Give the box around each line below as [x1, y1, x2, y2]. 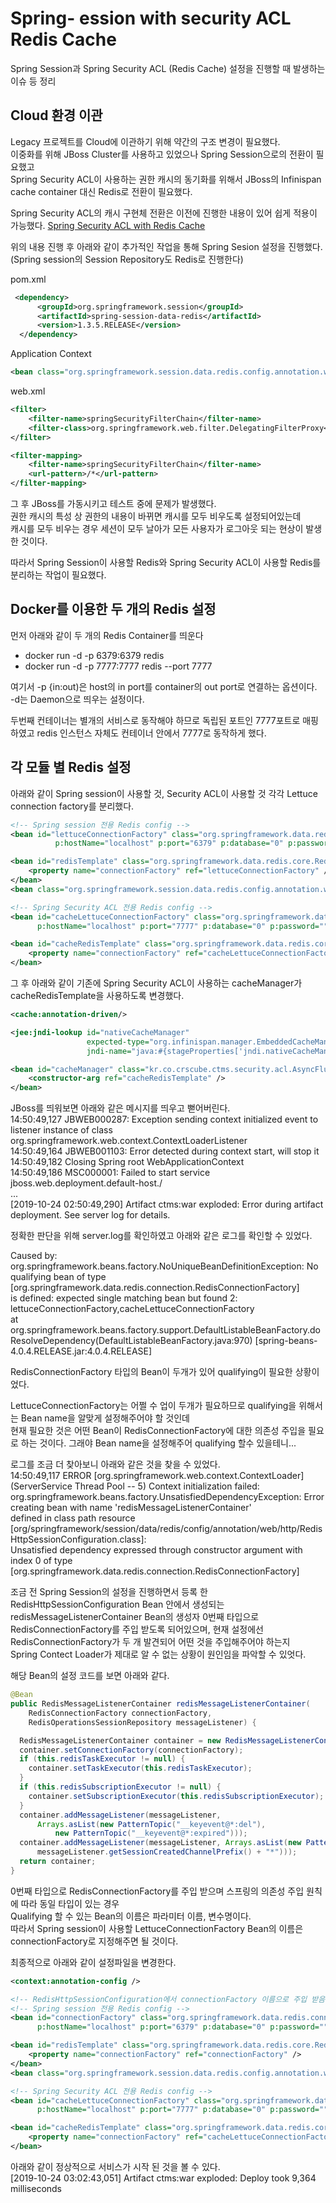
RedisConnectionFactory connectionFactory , [28, 1708, 213, 1718]
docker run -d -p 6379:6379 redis [24, 649, 165, 661]
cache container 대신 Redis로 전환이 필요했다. [10, 185, 193, 197]
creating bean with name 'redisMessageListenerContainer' [10, 1502, 252, 1514]
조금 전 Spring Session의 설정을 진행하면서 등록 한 [10, 1586, 208, 1598]
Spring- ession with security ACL [10, 7, 292, 30]
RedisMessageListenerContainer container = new [19, 1735, 222, 1746]
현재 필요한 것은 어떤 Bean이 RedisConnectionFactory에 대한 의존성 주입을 [10, 1425, 307, 1437]
